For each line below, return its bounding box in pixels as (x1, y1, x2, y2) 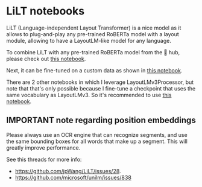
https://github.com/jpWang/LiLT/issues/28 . (14, 167, 122, 174)
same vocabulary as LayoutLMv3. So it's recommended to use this (6, 91, 172, 98)
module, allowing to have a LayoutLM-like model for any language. (6, 37, 172, 44)
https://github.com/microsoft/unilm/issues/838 (14, 174, 131, 181)
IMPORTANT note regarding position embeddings (6, 115, 196, 125)
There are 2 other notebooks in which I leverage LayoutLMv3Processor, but (6, 78, 194, 86)
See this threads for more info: (6, 156, 82, 163)
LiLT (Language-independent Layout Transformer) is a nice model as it (6, 24, 181, 31)
